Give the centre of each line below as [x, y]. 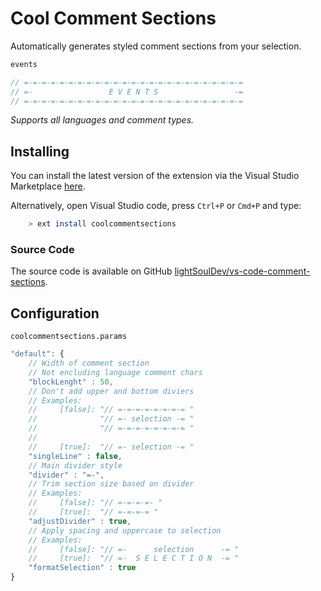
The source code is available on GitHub [91, 271]
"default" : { [37, 354]
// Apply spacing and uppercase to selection [125, 530]
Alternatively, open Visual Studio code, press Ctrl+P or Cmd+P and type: [156, 206]
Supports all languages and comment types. [102, 120]
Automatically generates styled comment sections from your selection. [156, 46]
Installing [40, 151]
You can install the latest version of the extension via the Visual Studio [155, 176]
